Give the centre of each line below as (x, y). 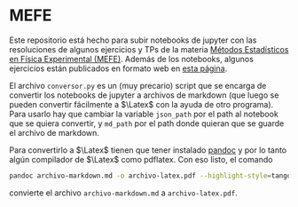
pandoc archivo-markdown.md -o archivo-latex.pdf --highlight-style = (141, 175)
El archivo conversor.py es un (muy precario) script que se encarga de (138, 85)
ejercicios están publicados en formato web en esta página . (118, 68)
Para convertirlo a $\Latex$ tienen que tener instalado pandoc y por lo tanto (148, 150)
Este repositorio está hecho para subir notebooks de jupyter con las (133, 40)
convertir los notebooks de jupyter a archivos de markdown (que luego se (144, 95)
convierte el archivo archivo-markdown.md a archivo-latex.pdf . (123, 193)
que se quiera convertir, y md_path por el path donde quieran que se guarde (147, 123)
